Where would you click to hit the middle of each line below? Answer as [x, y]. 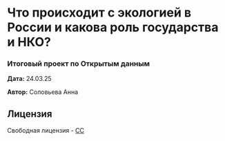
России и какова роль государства [113, 27]
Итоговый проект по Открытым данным [79, 64]
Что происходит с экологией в [99, 13]
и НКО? [29, 42]
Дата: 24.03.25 [29, 79]
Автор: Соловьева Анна [43, 92]
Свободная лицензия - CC [46, 131]
